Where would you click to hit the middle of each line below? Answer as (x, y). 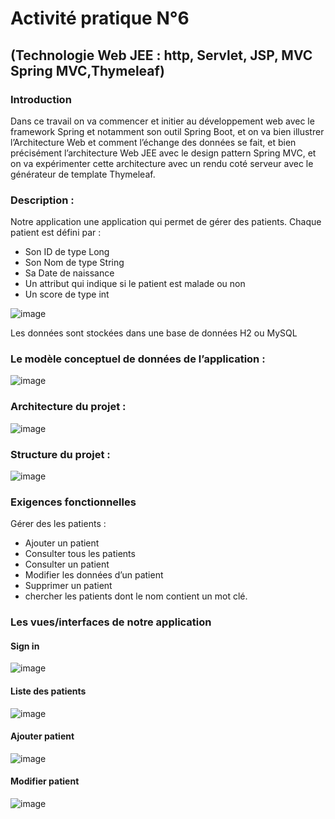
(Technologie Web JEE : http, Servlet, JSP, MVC (161, 55)
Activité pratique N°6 (100, 18)
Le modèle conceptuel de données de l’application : (138, 359)
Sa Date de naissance (69, 273)
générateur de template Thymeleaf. (83, 174)
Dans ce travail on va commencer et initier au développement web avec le (162, 121)
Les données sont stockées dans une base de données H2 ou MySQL (154, 333)
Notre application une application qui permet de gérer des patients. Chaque (166, 222)
